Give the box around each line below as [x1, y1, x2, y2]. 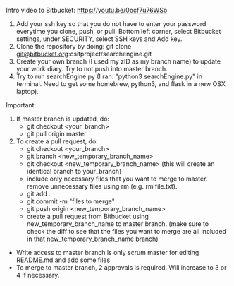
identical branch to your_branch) [26, 167, 122, 175]
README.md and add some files [16, 256, 111, 264]
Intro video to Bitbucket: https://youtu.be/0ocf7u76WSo [6, 6, 168, 14]
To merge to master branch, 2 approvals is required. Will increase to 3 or [16, 263, 227, 271]
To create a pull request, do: [16, 137, 99, 145]
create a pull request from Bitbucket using [26, 212, 149, 220]
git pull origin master [26, 130, 87, 138]
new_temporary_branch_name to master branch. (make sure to [26, 220, 209, 228]
